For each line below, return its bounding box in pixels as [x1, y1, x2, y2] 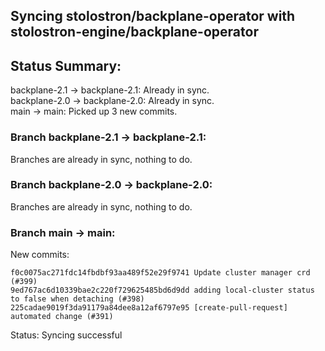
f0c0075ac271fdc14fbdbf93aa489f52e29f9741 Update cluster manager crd [10, 268, 311, 278]
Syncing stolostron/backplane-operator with [10, 8, 296, 25]
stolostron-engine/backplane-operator [10, 24, 259, 41]
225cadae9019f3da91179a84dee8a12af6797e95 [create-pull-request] [10, 303, 288, 313]
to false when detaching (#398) [10, 294, 145, 304]
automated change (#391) [10, 312, 114, 322]
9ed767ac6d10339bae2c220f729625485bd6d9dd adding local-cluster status [10, 285, 315, 296]
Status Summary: [10, 57, 122, 74]
